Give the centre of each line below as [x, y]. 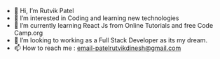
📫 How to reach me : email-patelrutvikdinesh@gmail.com [97, 48]
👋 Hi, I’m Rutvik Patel [44, 11]
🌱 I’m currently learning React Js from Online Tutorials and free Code [114, 25]
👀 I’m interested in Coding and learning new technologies [96, 18]
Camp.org [28, 33]
